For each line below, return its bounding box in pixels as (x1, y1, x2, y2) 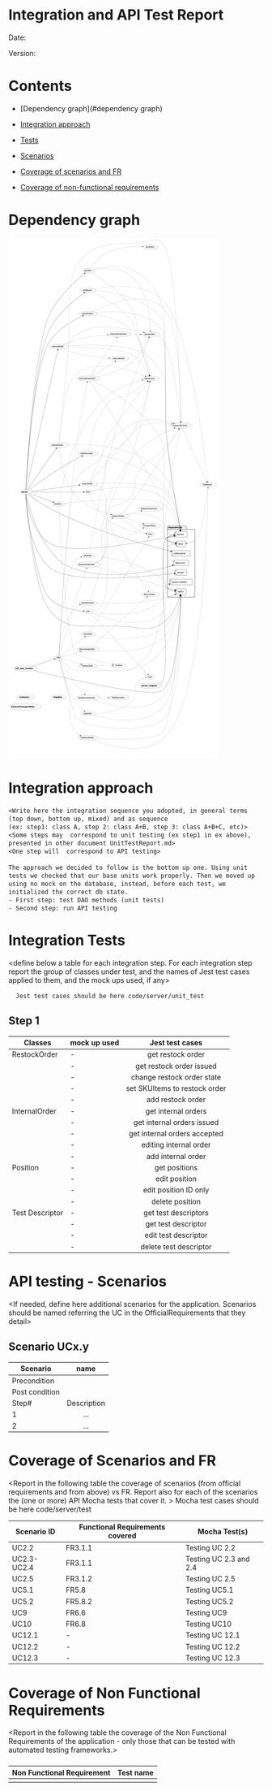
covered (108, 1531, 137, 1541)
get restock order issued (135, 1061, 217, 1071)
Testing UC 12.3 (185, 1653, 240, 1663)
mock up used (70, 1038, 120, 1047)
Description (66, 1399, 105, 1408)
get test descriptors (143, 1208, 209, 1218)
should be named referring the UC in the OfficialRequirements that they (8, 1308, 246, 1317)
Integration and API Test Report (8, 6, 224, 24)
